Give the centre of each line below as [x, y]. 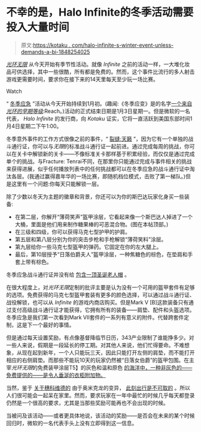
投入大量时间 [38, 27]
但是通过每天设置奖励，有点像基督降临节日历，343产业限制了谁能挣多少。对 [100, 337]
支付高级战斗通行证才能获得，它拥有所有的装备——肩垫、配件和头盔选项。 [103, 310]
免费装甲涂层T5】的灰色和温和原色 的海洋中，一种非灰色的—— [115, 367]
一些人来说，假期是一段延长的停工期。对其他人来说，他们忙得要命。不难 [95, 345]
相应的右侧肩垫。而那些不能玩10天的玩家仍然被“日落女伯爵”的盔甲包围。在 [98, 360]
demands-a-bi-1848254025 [55, 52]
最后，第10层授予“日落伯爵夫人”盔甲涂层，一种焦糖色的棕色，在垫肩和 [101, 254]
